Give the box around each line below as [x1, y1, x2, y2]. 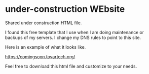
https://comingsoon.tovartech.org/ [5, 53, 75, 60]
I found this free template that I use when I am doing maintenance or [5, 29, 144, 35]
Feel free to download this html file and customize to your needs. [5, 63, 137, 69]
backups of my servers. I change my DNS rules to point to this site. [5, 35, 141, 40]
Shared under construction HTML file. [5, 20, 82, 26]
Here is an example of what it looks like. [5, 44, 86, 50]
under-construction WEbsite [5, 3, 125, 15]
